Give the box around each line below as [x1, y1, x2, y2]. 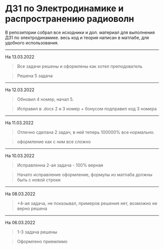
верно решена [17, 206, 47, 211]
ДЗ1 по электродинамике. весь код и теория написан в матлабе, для [5, 35, 149, 41]
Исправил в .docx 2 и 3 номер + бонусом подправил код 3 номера [17, 105, 157, 111]
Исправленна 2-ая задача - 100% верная [17, 162, 103, 168]
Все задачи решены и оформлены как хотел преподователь [17, 63, 143, 69]
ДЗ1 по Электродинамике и [5, 3, 124, 14]
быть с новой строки [17, 177, 61, 183]
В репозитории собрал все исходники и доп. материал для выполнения [5, 29, 155, 35]
